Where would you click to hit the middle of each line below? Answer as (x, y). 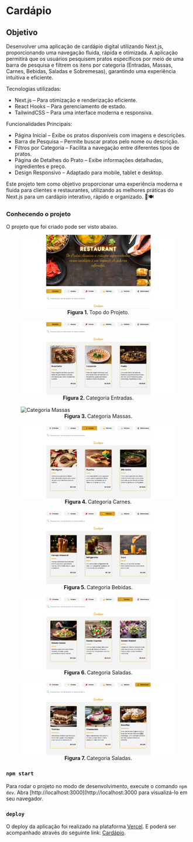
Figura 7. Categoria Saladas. (98, 758)
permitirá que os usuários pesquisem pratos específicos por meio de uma (95, 59)
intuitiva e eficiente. (30, 78)
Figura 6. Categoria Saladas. (98, 673)
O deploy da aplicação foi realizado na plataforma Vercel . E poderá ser (91, 827)
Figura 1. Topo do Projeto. (98, 312)
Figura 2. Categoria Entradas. (98, 398)
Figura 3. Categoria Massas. (98, 416)
